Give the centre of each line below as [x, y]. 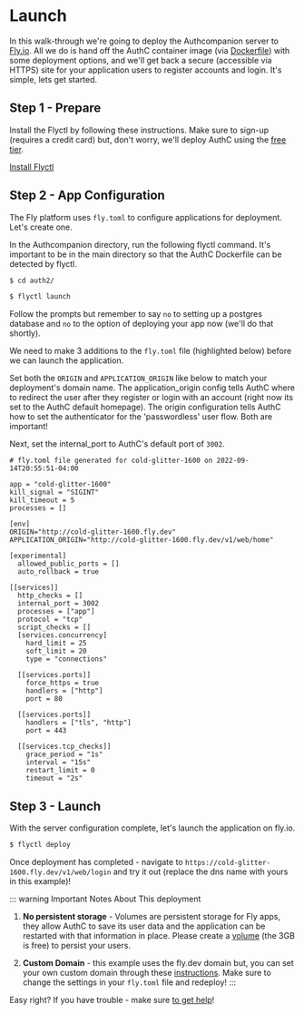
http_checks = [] [50, 596]
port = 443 [46, 731]
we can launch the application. [67, 360]
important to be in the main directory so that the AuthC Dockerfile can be [146, 254]
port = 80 [44, 699]
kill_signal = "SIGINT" [54, 492]
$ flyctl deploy [40, 845]
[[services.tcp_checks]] [64, 747]
